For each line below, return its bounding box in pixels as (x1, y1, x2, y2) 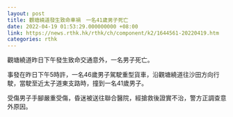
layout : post (7, 10, 45, 17)
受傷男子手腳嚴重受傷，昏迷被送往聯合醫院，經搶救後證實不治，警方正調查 (7, 94, 220, 102)
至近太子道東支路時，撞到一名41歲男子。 (31, 79, 148, 87)
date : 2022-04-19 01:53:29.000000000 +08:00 (7, 23, 138, 30)
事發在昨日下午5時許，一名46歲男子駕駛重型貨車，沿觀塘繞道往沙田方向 (7, 71, 214, 79)
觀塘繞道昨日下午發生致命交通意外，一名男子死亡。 (7, 56, 154, 64)
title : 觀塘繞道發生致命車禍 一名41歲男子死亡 (7, 17, 129, 24)
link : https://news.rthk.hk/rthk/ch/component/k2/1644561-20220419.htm (7, 29, 219, 37)
